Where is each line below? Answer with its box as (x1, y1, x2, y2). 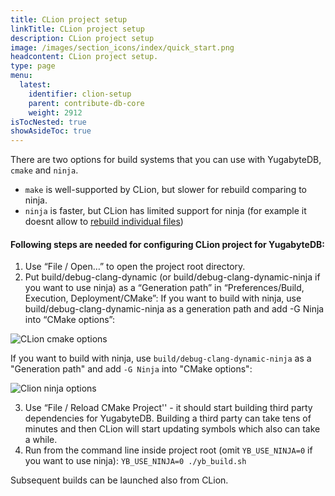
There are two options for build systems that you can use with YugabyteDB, (10, 154, 322, 166)
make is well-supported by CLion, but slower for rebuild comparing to (24, 184, 308, 196)
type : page (10, 61, 56, 71)
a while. (24, 434, 58, 446)
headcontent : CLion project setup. (10, 52, 159, 62)
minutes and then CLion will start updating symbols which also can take (24, 423, 321, 435)
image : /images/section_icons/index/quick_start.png (10, 42, 235, 53)
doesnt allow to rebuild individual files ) (24, 216, 184, 228)
